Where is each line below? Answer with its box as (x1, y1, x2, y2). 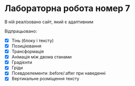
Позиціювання (11, 43, 42, 49)
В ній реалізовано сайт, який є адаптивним (4, 19, 94, 25)
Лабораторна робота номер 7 (4, 3, 130, 14)
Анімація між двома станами (11, 54, 72, 60)
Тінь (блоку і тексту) (11, 37, 54, 43)
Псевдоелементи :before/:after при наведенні (11, 71, 106, 76)
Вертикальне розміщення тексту (11, 76, 79, 82)
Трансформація (11, 49, 44, 55)
